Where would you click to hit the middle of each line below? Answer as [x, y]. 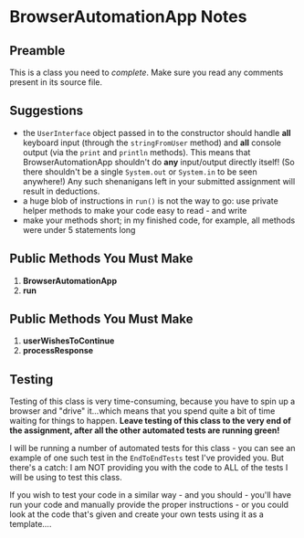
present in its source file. [56, 82]
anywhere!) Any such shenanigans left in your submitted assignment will [159, 181]
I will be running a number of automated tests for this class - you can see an [152, 448]
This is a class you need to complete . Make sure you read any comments [147, 72]
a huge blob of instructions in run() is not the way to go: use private [150, 200]
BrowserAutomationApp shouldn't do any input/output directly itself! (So [158, 162]
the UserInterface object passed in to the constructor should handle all [157, 132]
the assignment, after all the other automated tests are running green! [145, 430]
